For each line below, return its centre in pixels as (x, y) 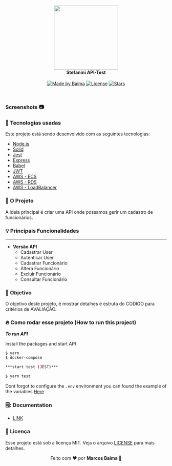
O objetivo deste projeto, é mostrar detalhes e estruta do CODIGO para (80, 304)
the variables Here (25, 392)
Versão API (25, 247)
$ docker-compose (24, 358)
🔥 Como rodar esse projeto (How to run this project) (71, 322)
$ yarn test (18, 376)
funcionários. (19, 217)
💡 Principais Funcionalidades (42, 231)
